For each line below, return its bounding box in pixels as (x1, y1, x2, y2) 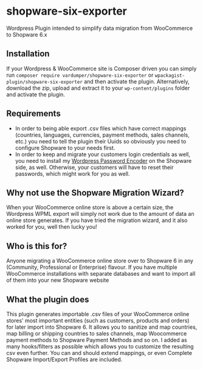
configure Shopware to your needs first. (15, 144, 115, 151)
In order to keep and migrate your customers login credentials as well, (15, 151, 190, 158)
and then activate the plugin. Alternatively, (84, 77, 190, 85)
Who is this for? (6, 241, 67, 251)
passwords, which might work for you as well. (15, 170, 130, 177)
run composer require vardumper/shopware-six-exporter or (6, 71, 154, 79)
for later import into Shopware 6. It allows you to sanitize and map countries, (6, 323, 198, 331)
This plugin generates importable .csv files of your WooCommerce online (6, 310, 190, 318)
